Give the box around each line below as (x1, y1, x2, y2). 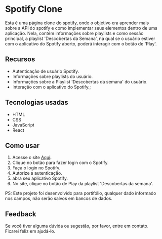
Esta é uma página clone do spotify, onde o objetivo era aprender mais (5, 20, 149, 26)
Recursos (5, 55, 36, 64)
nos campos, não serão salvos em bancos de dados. (5, 196, 113, 201)
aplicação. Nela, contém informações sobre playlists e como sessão (5, 30, 144, 36)
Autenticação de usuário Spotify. (12, 68, 79, 74)
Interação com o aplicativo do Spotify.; (12, 84, 91, 90)
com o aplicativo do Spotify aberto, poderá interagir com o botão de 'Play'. (5, 40, 157, 46)
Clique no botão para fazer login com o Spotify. (12, 159, 109, 166)
